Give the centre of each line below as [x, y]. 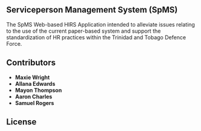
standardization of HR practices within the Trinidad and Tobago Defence [96, 37]
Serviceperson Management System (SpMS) [92, 10]
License [21, 122]
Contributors [31, 63]
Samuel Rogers [34, 103]
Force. [14, 43]
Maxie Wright [32, 77]
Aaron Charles [33, 97]
